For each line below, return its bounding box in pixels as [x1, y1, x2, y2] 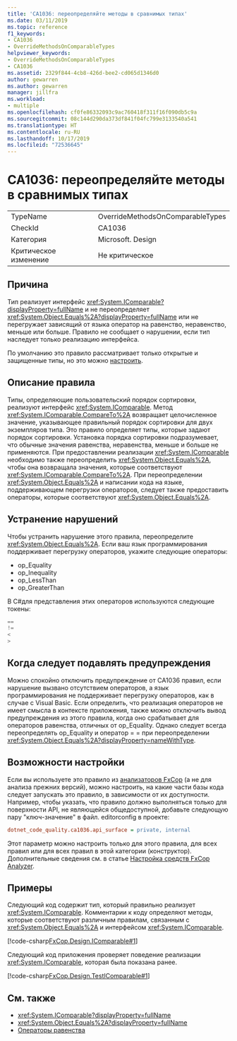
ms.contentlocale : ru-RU [7, 128, 80, 136]
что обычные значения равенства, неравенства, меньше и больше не [7, 440, 219, 449]
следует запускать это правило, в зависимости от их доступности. [7, 790, 210, 798]
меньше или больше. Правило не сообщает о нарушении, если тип [7, 327, 210, 336]
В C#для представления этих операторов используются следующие [7, 597, 215, 606]
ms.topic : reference [7, 23, 68, 30]
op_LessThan [17, 576, 56, 584]
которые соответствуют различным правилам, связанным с [7, 915, 190, 925]
